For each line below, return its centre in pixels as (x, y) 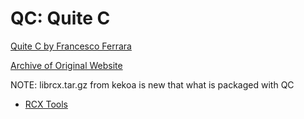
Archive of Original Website (66, 65)
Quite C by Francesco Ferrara (71, 46)
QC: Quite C (60, 18)
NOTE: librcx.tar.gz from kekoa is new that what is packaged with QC (152, 84)
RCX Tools (46, 104)
